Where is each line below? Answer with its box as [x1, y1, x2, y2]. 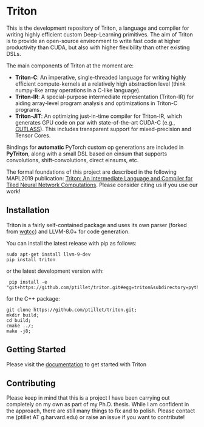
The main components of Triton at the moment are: [6, 62, 134, 69]
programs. [15, 106, 41, 113]
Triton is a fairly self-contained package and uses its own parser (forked [6, 221, 187, 228]
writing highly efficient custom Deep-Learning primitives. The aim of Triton [6, 30, 193, 38]
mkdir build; [6, 312, 39, 318]
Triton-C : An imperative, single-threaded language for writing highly [15, 73, 186, 81]
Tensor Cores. [15, 132, 51, 139]
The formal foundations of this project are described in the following [6, 168, 177, 176]
